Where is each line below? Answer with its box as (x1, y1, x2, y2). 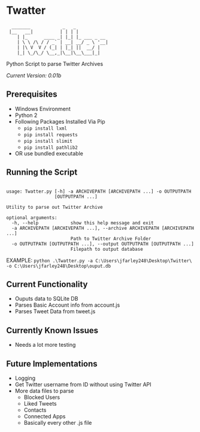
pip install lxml (23, 125, 68, 131)
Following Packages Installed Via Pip (14, 118, 106, 125)
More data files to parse (14, 388, 74, 394)
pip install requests (23, 131, 78, 138)
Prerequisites (6, 89, 57, 100)
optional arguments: (6, 214, 58, 221)
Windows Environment (14, 105, 71, 112)
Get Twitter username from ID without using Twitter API (14, 381, 151, 388)
